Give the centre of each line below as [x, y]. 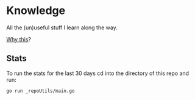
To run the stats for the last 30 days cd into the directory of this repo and [98, 73]
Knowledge [36, 11]
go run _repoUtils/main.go [41, 91]
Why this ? [19, 39]
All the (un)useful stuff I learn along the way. [62, 27]
